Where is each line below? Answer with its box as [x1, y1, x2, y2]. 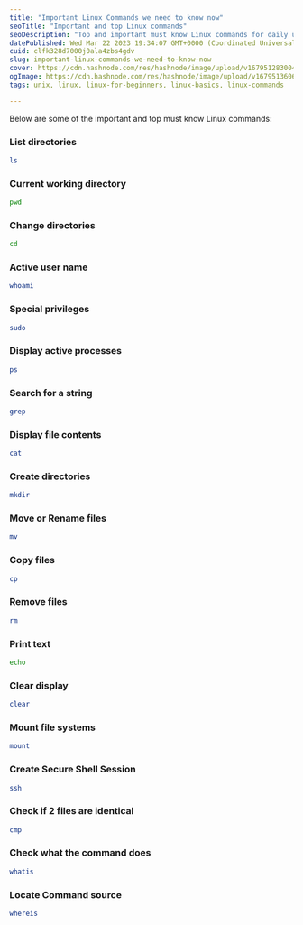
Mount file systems [9, 721, 96, 734]
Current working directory [9, 177, 127, 190]
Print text [9, 637, 51, 650]
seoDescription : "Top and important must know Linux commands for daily [9, 30, 289, 39]
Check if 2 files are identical [9, 805, 134, 818]
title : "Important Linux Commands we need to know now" [9, 13, 224, 23]
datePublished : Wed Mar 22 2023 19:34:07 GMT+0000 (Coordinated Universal [9, 38, 297, 48]
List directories [9, 135, 78, 148]
